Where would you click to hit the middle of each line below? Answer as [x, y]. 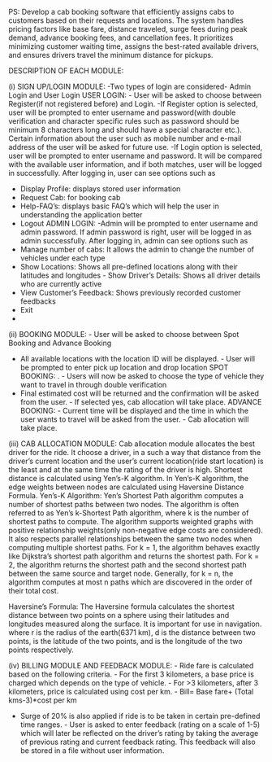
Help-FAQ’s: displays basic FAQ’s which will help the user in [119, 206]
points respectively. [41, 650]
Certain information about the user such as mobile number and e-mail [125, 138]
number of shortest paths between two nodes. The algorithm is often [124, 504]
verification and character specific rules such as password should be [124, 121]
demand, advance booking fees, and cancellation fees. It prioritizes [121, 37]
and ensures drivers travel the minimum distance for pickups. [111, 55]
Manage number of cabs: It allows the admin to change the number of [137, 249]
